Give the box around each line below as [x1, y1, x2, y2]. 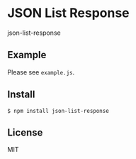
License [7, 126, 43, 138]
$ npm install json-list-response [7, 107, 110, 114]
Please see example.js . [7, 67, 75, 76]
